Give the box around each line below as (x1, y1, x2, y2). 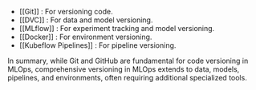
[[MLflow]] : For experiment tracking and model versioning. (18, 24, 215, 33)
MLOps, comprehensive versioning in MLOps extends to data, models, (7, 65, 240, 74)
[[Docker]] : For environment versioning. (18, 32, 152, 41)
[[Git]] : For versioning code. (18, 7, 113, 16)
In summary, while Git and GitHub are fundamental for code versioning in (7, 56, 249, 65)
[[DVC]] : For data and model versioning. (18, 15, 153, 25)
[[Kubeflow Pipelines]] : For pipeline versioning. (18, 41, 177, 50)
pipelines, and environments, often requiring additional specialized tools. (7, 73, 248, 82)
